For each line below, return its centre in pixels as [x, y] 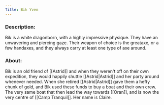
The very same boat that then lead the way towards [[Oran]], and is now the [82, 92]
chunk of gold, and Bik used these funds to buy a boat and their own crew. [81, 87]
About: [14, 60]
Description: [20, 26]
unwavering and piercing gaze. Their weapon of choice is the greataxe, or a [82, 43]
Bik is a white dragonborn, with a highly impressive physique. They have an [82, 37]
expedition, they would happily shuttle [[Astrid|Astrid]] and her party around [82, 77]
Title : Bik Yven [22, 10]
